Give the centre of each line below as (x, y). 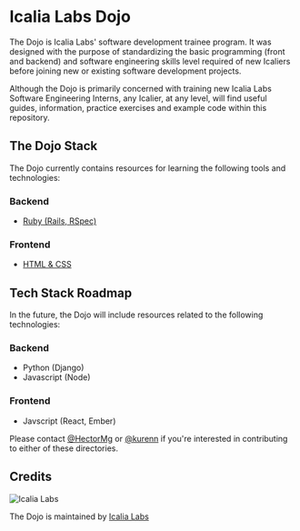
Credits (31, 477)
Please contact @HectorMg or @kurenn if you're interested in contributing (149, 438)
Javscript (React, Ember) (69, 421)
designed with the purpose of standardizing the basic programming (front (147, 51)
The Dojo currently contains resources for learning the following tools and (148, 168)
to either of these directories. (64, 448)
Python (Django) (53, 368)
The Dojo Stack (54, 146)
